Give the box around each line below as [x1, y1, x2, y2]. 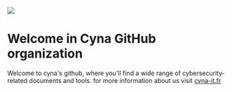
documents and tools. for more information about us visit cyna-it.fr [29, 76, 221, 84]
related [7, 76, 28, 84]
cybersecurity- [182, 69, 226, 77]
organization [7, 46, 83, 62]
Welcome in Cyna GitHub [7, 31, 156, 47]
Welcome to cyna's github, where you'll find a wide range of [7, 69, 181, 77]
